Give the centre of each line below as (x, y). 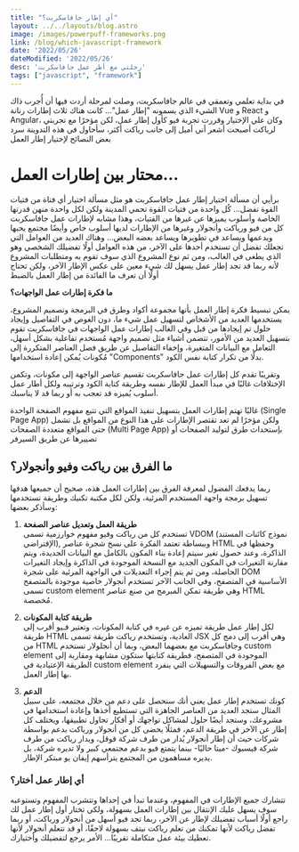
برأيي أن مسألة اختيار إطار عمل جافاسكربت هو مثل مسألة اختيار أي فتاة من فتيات (145, 199)
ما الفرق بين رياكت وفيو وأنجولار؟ (91, 467)
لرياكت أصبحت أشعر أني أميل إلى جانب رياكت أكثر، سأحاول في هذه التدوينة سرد (143, 129)
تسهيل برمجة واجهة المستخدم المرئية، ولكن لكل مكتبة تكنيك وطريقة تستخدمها (139, 497)
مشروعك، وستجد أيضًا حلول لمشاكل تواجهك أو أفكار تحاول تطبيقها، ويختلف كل (153, 719)
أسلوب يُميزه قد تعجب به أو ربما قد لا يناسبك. (85, 393)
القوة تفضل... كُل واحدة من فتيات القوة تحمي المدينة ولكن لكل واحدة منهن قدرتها (144, 208)
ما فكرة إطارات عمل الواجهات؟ (61, 292)
